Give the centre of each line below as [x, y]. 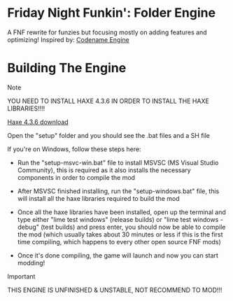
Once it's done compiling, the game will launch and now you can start [118, 255]
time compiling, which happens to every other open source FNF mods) [119, 241]
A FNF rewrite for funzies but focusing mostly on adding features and [107, 32]
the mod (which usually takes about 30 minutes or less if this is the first [120, 234]
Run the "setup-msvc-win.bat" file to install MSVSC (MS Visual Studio [118, 162]
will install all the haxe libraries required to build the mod [98, 198]
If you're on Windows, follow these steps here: [74, 149]
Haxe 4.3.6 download [38, 122]
